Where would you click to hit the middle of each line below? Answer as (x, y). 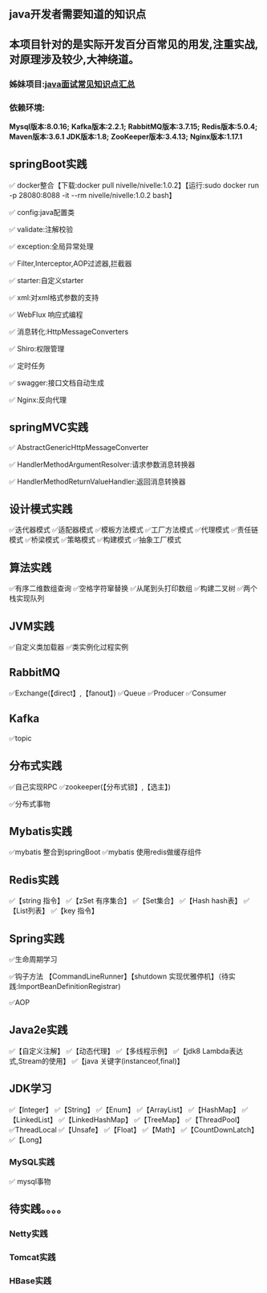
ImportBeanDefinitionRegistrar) (69, 986)
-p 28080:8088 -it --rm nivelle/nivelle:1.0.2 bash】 (93, 195)
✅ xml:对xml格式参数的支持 (54, 297)
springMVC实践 (49, 428)
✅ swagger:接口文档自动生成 (57, 383)
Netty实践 (28, 1234)
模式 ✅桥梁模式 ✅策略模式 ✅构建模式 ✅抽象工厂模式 (95, 540)
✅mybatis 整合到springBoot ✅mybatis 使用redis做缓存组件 (106, 852)
